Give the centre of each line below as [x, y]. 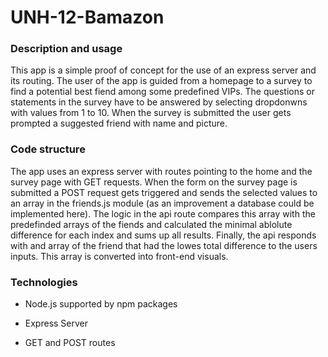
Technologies [44, 282]
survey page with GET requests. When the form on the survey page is [154, 182]
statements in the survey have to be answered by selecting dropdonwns [159, 102]
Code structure [48, 149]
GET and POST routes [70, 343]
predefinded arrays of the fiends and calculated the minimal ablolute [151, 224]
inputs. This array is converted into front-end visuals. [119, 256]
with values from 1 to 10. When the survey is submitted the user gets [151, 113]
